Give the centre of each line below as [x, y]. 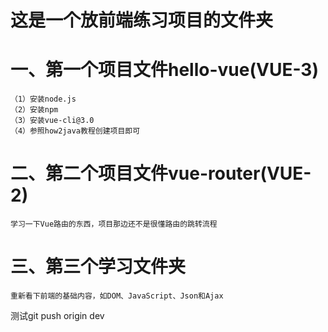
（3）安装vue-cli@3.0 [52, 121]
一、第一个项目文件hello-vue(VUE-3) [164, 70]
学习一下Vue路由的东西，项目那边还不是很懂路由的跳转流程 [114, 224]
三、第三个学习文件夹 [98, 267]
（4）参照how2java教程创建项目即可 [75, 131]
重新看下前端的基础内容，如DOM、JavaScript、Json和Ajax [117, 296]
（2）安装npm [34, 110]
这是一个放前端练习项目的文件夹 [142, 20]
